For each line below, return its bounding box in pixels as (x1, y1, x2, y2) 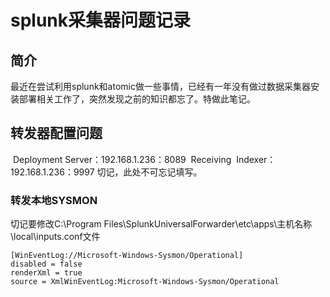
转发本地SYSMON (10, 193, 98, 207)
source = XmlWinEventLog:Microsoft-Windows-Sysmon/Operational (10, 277, 280, 287)
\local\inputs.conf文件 (10, 231, 101, 243)
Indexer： (236, 153, 277, 165)
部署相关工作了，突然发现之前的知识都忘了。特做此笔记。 (18, 93, 256, 105)
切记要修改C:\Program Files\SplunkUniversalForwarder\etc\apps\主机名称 (10, 218, 313, 230)
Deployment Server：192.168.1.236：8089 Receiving (12, 153, 232, 165)
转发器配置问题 (10, 125, 103, 142)
